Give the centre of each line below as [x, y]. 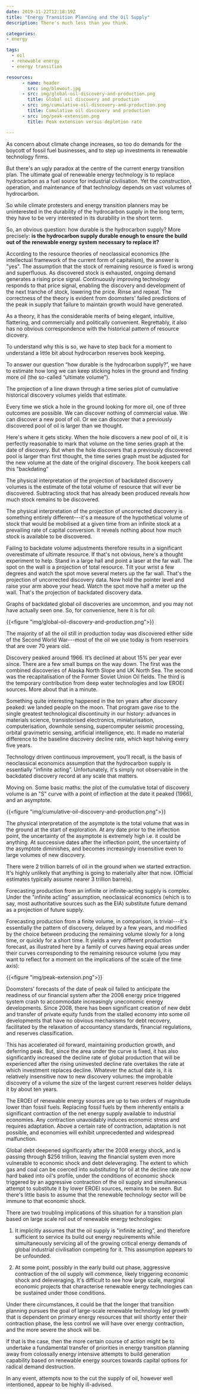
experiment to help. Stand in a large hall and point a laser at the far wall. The [99, 560]
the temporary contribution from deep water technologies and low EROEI [95, 683]
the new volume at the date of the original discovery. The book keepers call [99, 462]
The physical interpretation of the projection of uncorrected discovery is [94, 511]
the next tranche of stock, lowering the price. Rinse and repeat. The [89, 292]
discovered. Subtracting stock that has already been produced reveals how [98, 493]
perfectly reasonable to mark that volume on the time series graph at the [95, 443]
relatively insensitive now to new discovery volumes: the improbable [90, 1076]
